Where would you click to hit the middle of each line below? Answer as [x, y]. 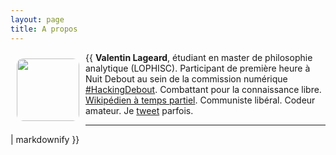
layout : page [37, 19]
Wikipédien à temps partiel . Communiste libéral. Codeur [200, 100]
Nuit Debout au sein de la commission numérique [186, 78]
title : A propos [44, 29]
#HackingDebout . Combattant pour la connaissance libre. [203, 89]
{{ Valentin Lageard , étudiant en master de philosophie [199, 57]
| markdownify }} [45, 139]
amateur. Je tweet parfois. [139, 110]
